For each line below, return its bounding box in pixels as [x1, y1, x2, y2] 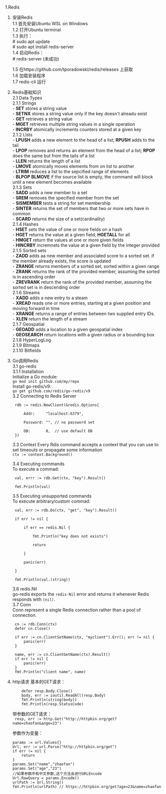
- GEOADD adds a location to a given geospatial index [12, 326, 123, 332]
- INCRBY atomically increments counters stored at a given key [12, 126, 142, 132]
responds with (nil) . [12, 596, 55, 602]
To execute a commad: [12, 466, 59, 472]
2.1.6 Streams [12, 290, 40, 295]
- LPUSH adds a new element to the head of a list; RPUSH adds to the [12, 137, 155, 143]
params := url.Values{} [12, 740, 62, 745]
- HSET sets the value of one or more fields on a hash [12, 226, 122, 232]
